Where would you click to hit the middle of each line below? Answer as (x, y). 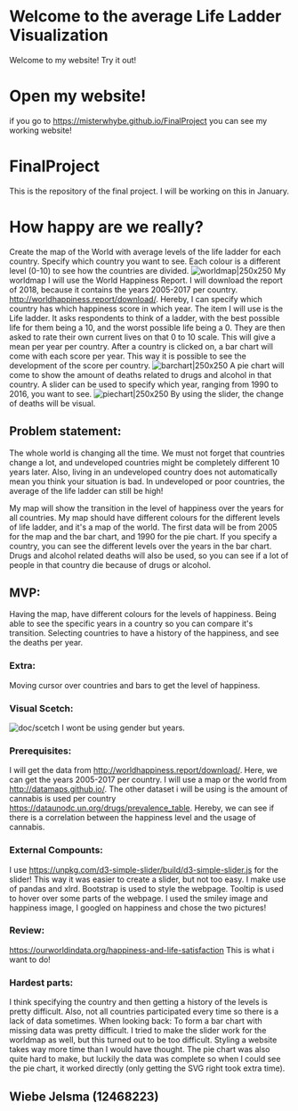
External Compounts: (56, 851)
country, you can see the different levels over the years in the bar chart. (141, 546)
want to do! (30, 959)
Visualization (59, 35)
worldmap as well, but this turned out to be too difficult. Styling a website (143, 1040)
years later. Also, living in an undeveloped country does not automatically (143, 472)
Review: (27, 931)
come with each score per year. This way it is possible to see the (128, 356)
